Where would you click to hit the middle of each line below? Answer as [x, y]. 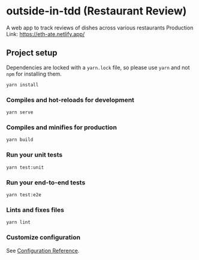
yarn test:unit [25, 167]
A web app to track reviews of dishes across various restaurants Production [100, 28]
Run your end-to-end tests [46, 183]
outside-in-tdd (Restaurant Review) [97, 11]
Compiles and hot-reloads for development [70, 100]
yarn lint [19, 222]
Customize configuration [43, 237]
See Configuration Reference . [43, 250]
